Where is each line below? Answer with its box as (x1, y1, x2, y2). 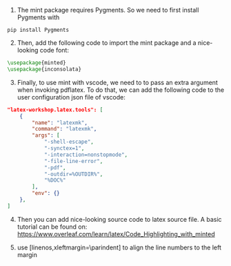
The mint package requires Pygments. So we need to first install (17, 6, 199, 14)
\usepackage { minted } (7, 59, 67, 66)
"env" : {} (32, 190, 60, 197)
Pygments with (17, 13, 60, 21)
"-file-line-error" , (43, 158, 103, 164)
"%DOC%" (43, 177, 67, 184)
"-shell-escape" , (43, 138, 94, 146)
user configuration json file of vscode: (17, 93, 126, 101)
